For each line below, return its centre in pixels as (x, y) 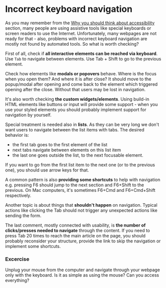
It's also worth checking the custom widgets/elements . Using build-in (77, 99)
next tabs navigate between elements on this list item (67, 150)
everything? (17, 281)
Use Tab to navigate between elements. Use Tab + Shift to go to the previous (83, 58)
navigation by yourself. (28, 115)
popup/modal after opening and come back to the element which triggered (81, 84)
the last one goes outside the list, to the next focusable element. (78, 155)
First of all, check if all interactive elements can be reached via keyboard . (81, 54)
